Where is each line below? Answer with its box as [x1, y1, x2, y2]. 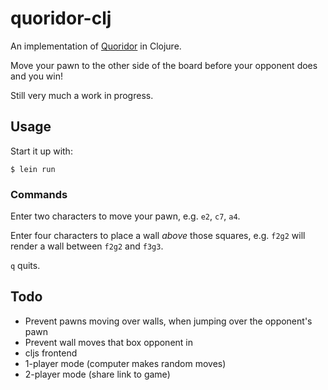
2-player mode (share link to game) [24, 368, 171, 380]
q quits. [10, 260, 41, 272]
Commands [10, 187, 68, 201]
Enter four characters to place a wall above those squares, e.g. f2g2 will [10, 230, 306, 242]
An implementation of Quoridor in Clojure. [10, 40, 182, 52]
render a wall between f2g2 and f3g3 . [10, 240, 164, 252]
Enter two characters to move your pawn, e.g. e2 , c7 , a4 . [10, 210, 241, 222]
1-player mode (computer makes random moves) [24, 357, 227, 369]
